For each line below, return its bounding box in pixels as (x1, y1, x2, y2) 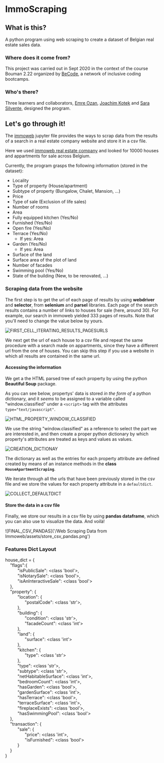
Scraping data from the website (5, 285, 83, 292)
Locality (12, 178, 29, 184)
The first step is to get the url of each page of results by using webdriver (5, 296, 155, 302)
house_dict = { (5, 557, 35, 563)
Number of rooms (12, 204, 49, 210)
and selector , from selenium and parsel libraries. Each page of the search (5, 302, 158, 308)
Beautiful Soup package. (5, 381, 57, 386)
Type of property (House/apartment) (12, 183, 88, 189)
